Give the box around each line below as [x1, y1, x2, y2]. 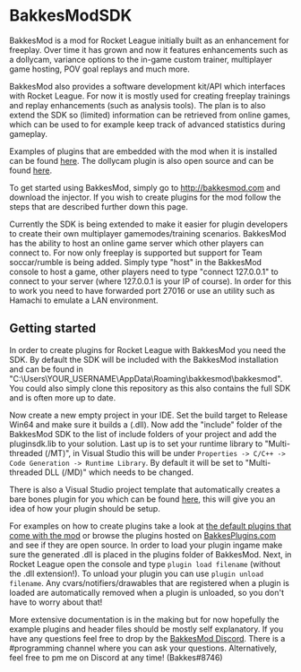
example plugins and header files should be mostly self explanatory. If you [9, 624, 284, 634]
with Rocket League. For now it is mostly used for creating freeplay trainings [9, 90, 291, 101]
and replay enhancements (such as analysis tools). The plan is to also [9, 99, 266, 110]
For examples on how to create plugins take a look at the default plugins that [9, 521, 292, 531]
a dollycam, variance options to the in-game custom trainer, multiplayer [9, 54, 273, 65]
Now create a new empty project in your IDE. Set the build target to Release [9, 409, 288, 420]
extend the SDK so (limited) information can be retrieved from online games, [9, 109, 291, 120]
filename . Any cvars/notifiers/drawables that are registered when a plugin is [9, 577, 289, 588]
